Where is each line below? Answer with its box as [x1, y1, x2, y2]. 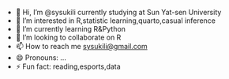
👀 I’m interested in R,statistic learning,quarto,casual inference [15, 16, 216, 25]
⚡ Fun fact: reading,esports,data [15, 62, 121, 71]
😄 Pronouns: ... [15, 53, 67, 62]
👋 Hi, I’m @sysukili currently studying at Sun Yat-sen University [15, 8, 222, 17]
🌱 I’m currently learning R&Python [15, 24, 126, 33]
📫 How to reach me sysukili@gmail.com [15, 42, 148, 51]
